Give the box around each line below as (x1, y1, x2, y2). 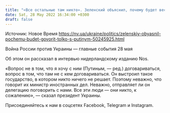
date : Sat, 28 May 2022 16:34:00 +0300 (5, 12, 90, 17)
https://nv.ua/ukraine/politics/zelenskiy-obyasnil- (58, 31, 161, 37)
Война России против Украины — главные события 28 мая (5, 46, 133, 52)
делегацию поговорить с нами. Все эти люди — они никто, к (5, 87, 137, 93)
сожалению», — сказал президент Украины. (5, 92, 101, 99)
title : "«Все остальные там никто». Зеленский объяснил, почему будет (5, 7, 157, 13)
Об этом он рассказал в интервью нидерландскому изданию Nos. (5, 56, 149, 62)
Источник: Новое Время (5, 31, 58, 37)
